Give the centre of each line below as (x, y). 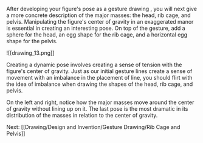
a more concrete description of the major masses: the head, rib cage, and (98, 15)
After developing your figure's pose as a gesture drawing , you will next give (102, 9)
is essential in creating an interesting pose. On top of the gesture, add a (96, 28)
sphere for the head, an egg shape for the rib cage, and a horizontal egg (97, 35)
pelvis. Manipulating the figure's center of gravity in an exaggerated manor (100, 22)
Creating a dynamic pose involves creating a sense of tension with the (94, 65)
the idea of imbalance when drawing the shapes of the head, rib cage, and (100, 84)
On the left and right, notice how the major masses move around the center (100, 102)
